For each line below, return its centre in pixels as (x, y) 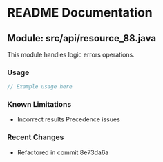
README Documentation (80, 13)
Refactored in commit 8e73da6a (63, 152)
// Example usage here (40, 87)
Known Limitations (39, 105)
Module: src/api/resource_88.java (82, 38)
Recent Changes (36, 137)
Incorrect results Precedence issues (69, 119)
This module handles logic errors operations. (71, 54)
